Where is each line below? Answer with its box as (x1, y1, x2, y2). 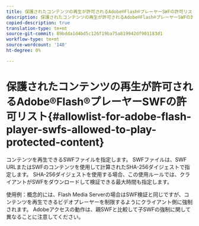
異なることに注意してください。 (6, 213, 84, 220)
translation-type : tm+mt (6, 25, 68, 32)
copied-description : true (6, 20, 70, 26)
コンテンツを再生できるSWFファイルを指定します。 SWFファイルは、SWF (6, 156, 187, 163)
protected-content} (6, 135, 105, 149)
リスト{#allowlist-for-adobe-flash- (17, 109, 191, 123)
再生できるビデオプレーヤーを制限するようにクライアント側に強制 (31, 198, 193, 205)
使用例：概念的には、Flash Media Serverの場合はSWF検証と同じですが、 (6, 191, 185, 198)
